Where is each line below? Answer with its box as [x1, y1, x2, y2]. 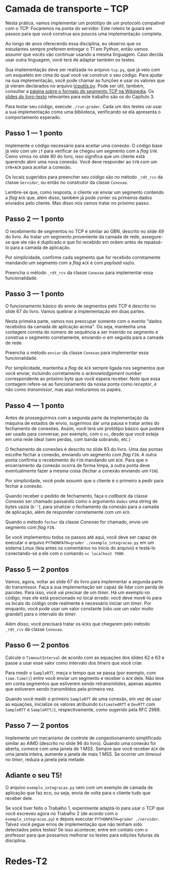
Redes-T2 [5, 855, 48, 867]
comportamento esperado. [5, 114, 61, 120]
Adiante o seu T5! [5, 771, 62, 780]
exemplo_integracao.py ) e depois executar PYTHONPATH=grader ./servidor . [5, 816, 160, 822]
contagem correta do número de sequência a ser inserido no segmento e [5, 329, 158, 335]
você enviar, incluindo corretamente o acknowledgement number [5, 370, 142, 377]
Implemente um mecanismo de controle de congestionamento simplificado [5, 735, 162, 741]
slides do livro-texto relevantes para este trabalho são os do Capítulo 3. [5, 94, 155, 100]
